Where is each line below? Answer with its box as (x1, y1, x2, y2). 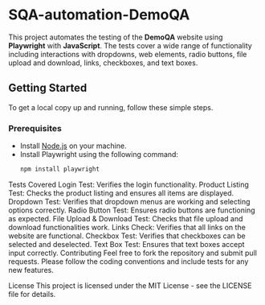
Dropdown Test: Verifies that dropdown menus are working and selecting (8, 196, 251, 206)
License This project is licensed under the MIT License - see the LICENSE (8, 280, 252, 291)
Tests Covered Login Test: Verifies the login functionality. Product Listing (8, 179, 249, 189)
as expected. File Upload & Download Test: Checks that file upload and (8, 213, 243, 223)
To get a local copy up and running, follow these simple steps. (8, 102, 214, 112)
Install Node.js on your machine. (19, 141, 127, 150)
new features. (8, 265, 54, 274)
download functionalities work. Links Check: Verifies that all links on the (8, 222, 247, 232)
